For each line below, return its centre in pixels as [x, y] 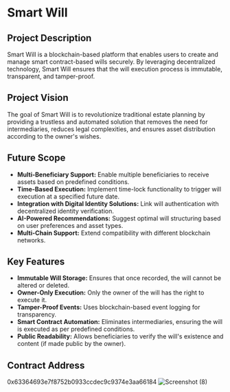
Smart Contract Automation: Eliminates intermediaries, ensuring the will [120, 322]
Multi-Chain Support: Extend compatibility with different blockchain [114, 233]
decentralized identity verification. [66, 211]
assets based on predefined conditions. [73, 182]
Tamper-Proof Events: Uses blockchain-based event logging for [108, 308]
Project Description [49, 38]
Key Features [36, 262]
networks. [31, 240]
